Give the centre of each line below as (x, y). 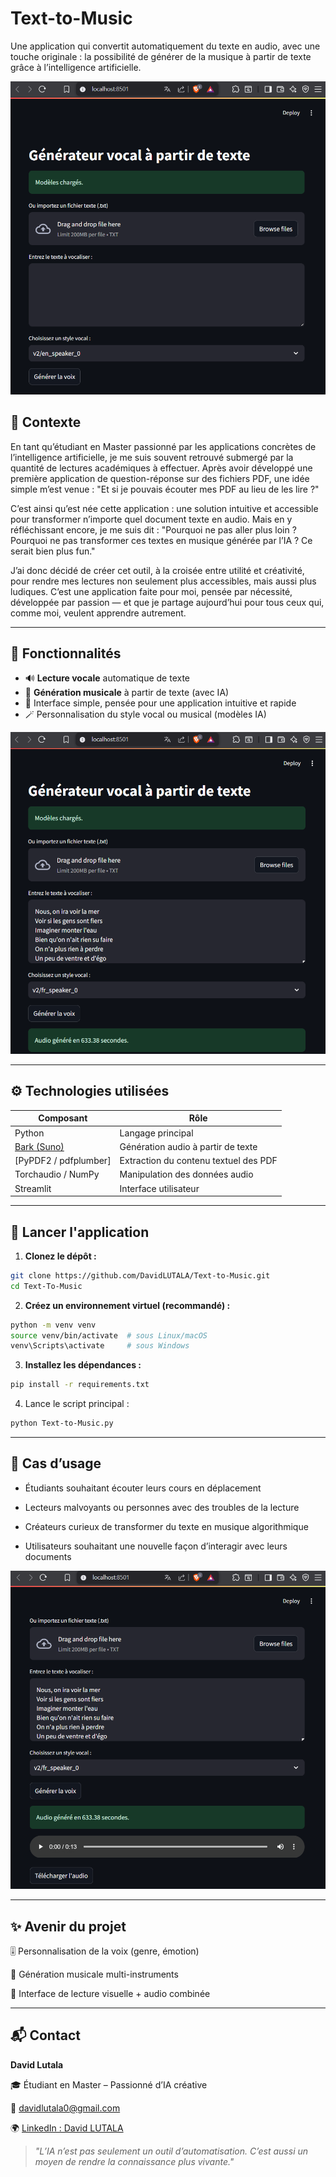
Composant (63, 1118)
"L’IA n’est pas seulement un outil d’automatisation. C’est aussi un (171, 2151)
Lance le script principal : (77, 1404)
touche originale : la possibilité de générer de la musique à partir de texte (161, 56)
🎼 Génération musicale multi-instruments (94, 1974)
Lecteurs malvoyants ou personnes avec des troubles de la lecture (162, 1507)
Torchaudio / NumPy (57, 1174)
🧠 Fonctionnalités (66, 653)
